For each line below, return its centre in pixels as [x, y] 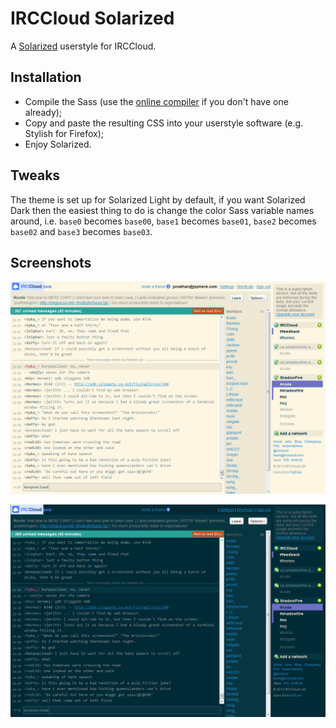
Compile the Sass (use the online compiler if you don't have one [156, 101]
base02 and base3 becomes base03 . [81, 231]
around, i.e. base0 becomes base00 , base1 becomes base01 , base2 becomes [163, 221]
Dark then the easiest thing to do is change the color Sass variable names [162, 210]
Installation [46, 77]
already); [43, 112]
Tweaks [35, 175]
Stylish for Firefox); [64, 133]
